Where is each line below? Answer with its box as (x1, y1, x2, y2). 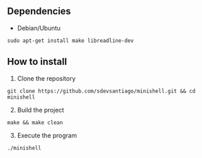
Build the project (17, 106, 64, 114)
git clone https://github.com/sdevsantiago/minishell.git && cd (7, 88, 196, 95)
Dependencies (7, 6, 71, 17)
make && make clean (7, 119, 63, 126)
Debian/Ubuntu (17, 23, 61, 32)
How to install (7, 56, 68, 68)
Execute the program (17, 131, 77, 139)
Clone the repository (17, 74, 76, 82)
